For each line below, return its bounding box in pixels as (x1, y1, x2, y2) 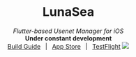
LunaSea (42, 4, 95, 20)
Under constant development (24, 34, 112, 42)
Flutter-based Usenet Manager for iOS (13, 27, 124, 35)
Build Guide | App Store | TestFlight (7, 42, 121, 50)
